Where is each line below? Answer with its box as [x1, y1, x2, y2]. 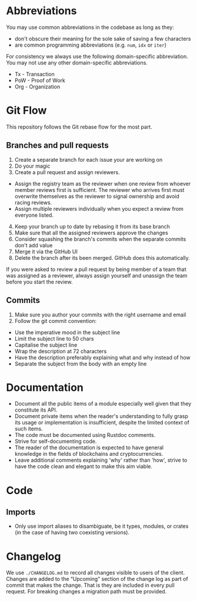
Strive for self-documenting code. [14, 438, 97, 445]
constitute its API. [14, 406, 58, 414]
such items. [14, 425, 43, 432]
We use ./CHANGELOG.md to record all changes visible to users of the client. [6, 569, 185, 576]
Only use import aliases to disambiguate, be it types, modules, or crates [14, 522, 189, 530]
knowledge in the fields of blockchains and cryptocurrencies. [14, 450, 163, 458]
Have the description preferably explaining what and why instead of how [14, 354, 191, 361]
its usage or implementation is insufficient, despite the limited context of [14, 419, 190, 426]
